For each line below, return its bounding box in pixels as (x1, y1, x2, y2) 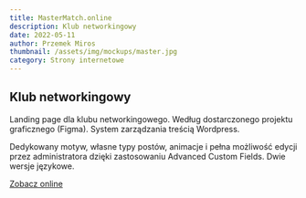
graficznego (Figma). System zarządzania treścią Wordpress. (9, 123, 240, 134)
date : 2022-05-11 (9, 30, 76, 39)
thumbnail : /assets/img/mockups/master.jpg (9, 47, 178, 57)
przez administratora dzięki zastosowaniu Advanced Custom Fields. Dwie (9, 151, 286, 162)
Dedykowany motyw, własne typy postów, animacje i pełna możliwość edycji (9, 141, 298, 151)
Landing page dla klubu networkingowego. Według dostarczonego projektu (9, 113, 293, 124)
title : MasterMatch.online (9, 13, 112, 23)
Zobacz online (9, 178, 64, 189)
